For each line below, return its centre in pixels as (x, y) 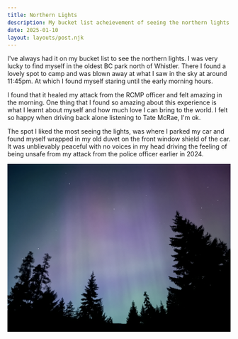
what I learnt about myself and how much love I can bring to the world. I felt (118, 110)
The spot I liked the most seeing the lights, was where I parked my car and (116, 131)
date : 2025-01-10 (33, 30)
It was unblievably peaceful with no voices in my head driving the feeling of (118, 146)
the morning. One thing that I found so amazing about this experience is (112, 102)
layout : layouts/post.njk (45, 38)
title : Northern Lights (42, 15)
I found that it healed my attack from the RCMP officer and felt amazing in (115, 95)
